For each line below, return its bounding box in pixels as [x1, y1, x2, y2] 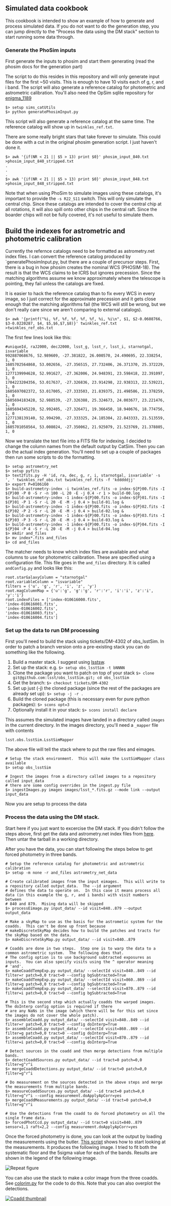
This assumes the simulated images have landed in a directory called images [5, 717, 165, 723]
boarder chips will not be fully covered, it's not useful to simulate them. [5, 212, 154, 218]
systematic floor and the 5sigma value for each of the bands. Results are [5, 1149, 158, 1156]
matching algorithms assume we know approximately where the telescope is [5, 275, 166, 281]
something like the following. [5, 649, 66, 656]
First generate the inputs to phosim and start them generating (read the [5, 58, 155, 64]
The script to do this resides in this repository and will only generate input [5, 73, 160, 80]
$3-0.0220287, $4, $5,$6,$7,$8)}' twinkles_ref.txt [5, 321, 117, 326]
